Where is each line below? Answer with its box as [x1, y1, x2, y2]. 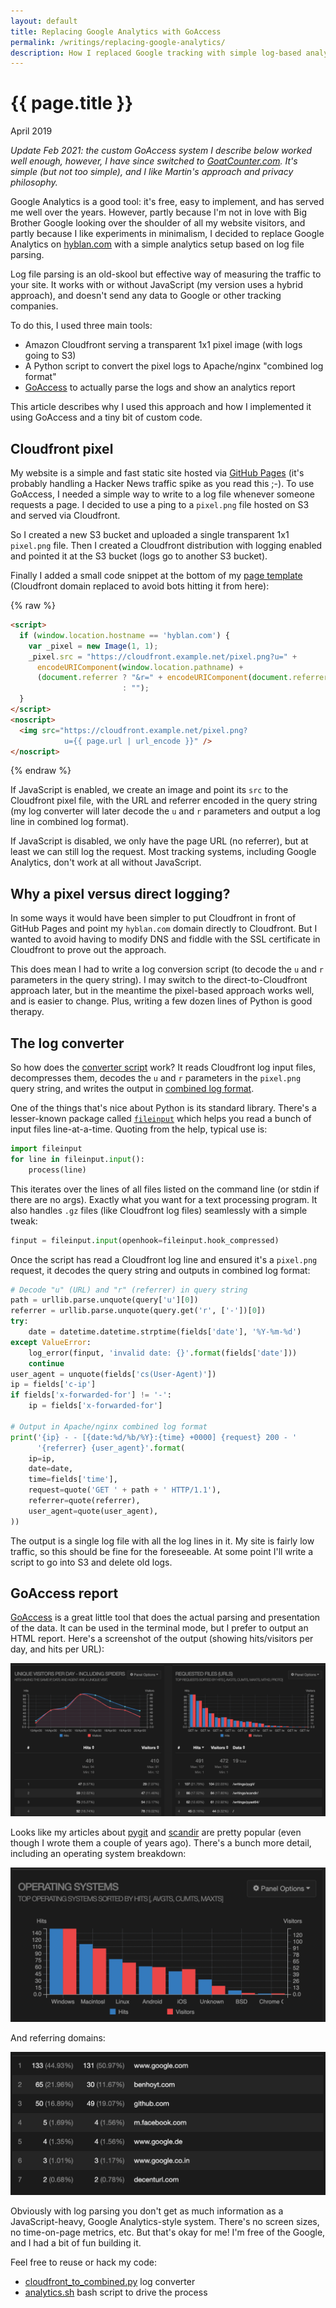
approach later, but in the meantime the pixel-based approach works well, [10, 985, 315, 997]
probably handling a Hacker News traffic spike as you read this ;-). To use [10, 478, 315, 489]
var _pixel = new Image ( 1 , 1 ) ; [28, 641, 159, 651]
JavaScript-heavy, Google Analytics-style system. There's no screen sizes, [10, 2216, 320, 2228]
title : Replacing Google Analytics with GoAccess [10, 26, 222, 37]
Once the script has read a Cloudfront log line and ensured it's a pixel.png [10, 1253, 318, 1265]
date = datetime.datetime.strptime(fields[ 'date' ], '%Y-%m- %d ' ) [28, 1327, 302, 1337]
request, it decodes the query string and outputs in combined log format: [10, 1264, 311, 1276]
